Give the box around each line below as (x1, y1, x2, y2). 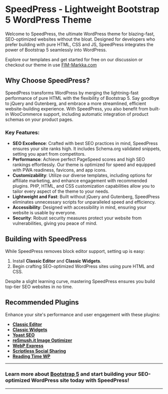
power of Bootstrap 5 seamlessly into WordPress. (5, 47, 107, 53)
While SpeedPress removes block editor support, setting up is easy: (5, 248, 145, 254)
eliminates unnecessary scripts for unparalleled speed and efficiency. (12, 199, 156, 205)
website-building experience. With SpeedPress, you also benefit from (5, 105, 148, 111)
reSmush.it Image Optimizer (12, 337, 72, 343)
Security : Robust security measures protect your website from (12, 215, 142, 221)
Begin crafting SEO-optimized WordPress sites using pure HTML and (12, 263, 154, 269)
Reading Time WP (12, 353, 51, 359)
